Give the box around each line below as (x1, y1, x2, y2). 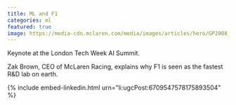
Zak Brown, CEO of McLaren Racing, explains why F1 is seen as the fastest (7, 62, 223, 71)
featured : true (7, 23, 52, 30)
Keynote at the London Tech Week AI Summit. (7, 49, 140, 57)
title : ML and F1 (7, 10, 58, 17)
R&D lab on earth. (7, 70, 58, 78)
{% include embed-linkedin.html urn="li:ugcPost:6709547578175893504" (7, 83, 221, 92)
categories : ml (7, 17, 52, 24)
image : (7, 29, 27, 37)
